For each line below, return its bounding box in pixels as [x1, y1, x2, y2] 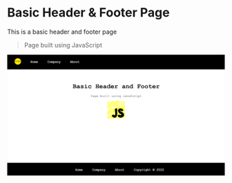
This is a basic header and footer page [7, 28, 117, 36]
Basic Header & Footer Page [7, 5, 171, 21]
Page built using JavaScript [23, 41, 102, 49]
